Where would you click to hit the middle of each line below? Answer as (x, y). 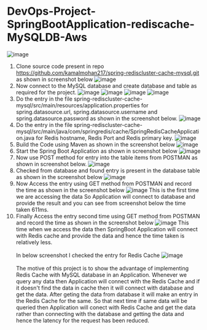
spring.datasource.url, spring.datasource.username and (87, 112)
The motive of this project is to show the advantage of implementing (102, 268)
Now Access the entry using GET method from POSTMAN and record (104, 183)
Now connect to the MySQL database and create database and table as (106, 86)
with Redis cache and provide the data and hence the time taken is (100, 236)
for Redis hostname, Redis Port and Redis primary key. (105, 138)
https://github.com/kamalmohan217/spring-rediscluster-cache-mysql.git (107, 72)
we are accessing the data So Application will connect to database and (106, 196)
